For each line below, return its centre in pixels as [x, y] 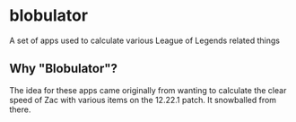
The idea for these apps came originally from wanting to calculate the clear [148, 90]
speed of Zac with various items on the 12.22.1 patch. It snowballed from [143, 100]
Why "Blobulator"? [64, 69]
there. [20, 109]
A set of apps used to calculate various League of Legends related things [145, 40]
